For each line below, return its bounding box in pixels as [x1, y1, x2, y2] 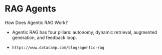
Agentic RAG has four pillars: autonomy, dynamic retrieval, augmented [12, 29, 157, 35]
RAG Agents [5, 3, 56, 14]
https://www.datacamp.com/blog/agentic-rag [12, 45, 105, 50]
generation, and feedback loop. [12, 34, 77, 40]
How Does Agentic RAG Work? [5, 19, 68, 25]
